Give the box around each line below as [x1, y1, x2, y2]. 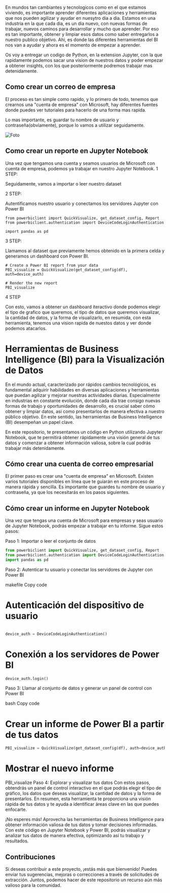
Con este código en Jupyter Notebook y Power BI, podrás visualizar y [5, 827, 151, 833]
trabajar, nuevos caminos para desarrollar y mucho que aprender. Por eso [5, 26, 159, 32]
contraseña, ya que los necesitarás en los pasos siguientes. [5, 489, 130, 495]
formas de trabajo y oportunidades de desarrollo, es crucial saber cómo [5, 403, 155, 409]
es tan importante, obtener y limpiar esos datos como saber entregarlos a [5, 31, 158, 37]
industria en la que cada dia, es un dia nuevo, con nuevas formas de [5, 20, 148, 26]
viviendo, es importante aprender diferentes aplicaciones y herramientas [5, 10, 157, 16]
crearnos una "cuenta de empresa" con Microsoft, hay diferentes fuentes [5, 101, 158, 108]
